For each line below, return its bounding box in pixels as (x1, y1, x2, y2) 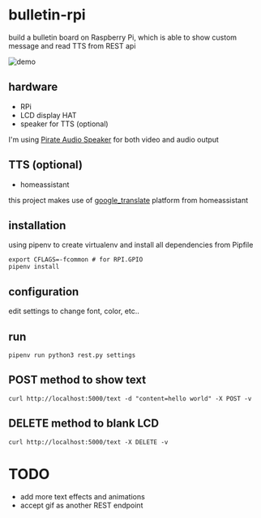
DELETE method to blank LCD (8, 417, 160, 431)
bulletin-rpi (8, 6, 87, 24)
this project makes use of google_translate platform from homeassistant (8, 195, 249, 205)
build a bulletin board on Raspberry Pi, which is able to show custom (8, 32, 237, 42)
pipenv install (8, 263, 60, 271)
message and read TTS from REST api (8, 40, 136, 50)
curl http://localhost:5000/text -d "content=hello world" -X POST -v (8, 394, 252, 402)
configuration (8, 285, 79, 299)
